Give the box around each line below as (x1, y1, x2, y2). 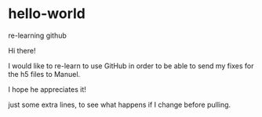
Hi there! (8, 46, 36, 55)
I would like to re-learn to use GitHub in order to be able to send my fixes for (8, 60, 254, 71)
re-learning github (8, 31, 67, 40)
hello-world (8, 5, 86, 23)
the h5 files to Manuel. (8, 69, 81, 79)
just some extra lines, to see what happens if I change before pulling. (8, 100, 231, 109)
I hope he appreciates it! (8, 84, 86, 94)
